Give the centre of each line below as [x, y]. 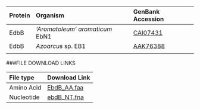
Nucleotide [24, 97]
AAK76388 [149, 46]
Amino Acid [25, 87]
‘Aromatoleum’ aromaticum [74, 29]
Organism [50, 15]
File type [22, 78]
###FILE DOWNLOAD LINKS [41, 63]
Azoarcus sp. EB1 [61, 46]
